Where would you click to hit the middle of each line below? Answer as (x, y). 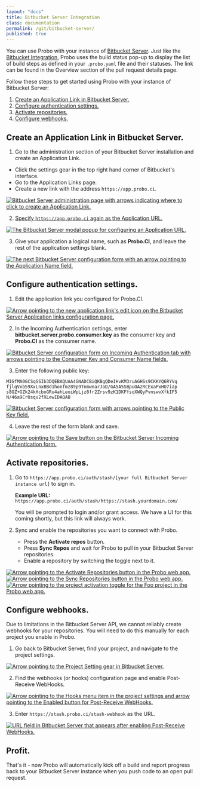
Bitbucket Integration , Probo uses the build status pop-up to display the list (98, 57)
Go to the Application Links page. (56, 182)
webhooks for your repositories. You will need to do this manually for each (98, 630)
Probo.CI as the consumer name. (56, 341)
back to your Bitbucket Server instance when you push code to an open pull (99, 771)
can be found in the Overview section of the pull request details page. (92, 70)
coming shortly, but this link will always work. (70, 518)
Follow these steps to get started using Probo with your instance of (89, 82)
